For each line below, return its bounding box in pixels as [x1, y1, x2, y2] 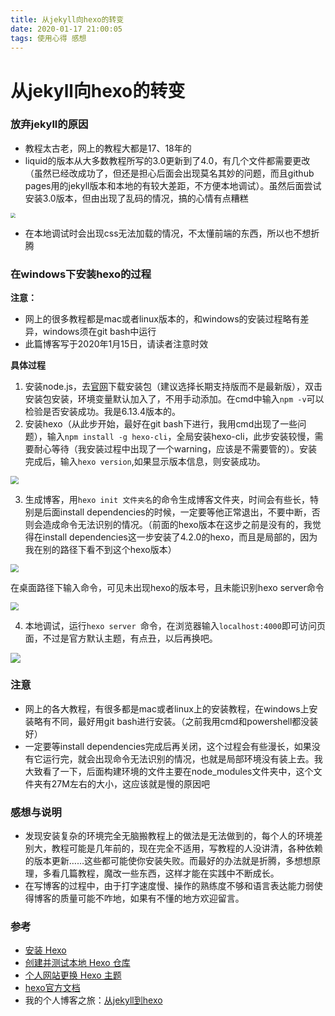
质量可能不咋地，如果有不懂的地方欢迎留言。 [59, 892, 245, 905]
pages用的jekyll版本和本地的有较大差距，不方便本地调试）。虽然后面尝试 [24, 179, 322, 191]
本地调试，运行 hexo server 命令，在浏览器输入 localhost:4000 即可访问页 [24, 619, 326, 631]
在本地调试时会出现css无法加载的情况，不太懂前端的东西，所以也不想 [24, 227, 312, 239]
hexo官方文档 [24, 982, 81, 994]
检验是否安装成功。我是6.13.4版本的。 [24, 406, 181, 418]
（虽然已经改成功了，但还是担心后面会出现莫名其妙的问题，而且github [24, 167, 315, 179]
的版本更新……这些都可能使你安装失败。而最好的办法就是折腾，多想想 [24, 855, 312, 867]
